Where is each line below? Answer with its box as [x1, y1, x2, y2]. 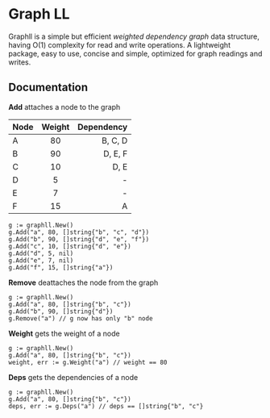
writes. [8, 57, 31, 67]
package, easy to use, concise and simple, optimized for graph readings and [8, 48, 263, 58]
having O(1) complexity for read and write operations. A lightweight [8, 40, 231, 49]
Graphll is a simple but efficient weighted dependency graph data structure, [8, 31, 260, 41]
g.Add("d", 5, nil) [8, 249, 74, 257]
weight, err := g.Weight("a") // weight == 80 [8, 358, 168, 366]
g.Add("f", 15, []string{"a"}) [8, 263, 114, 271]
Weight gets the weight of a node [8, 328, 120, 338]
